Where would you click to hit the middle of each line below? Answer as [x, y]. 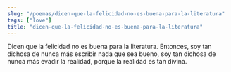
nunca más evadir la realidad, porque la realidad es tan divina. [97, 62]
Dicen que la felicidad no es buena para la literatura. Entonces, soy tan [110, 47]
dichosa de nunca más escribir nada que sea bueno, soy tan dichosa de [112, 54]
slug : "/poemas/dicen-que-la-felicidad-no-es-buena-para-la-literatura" [116, 14]
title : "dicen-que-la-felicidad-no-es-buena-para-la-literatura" [105, 27]
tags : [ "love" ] [30, 20]
